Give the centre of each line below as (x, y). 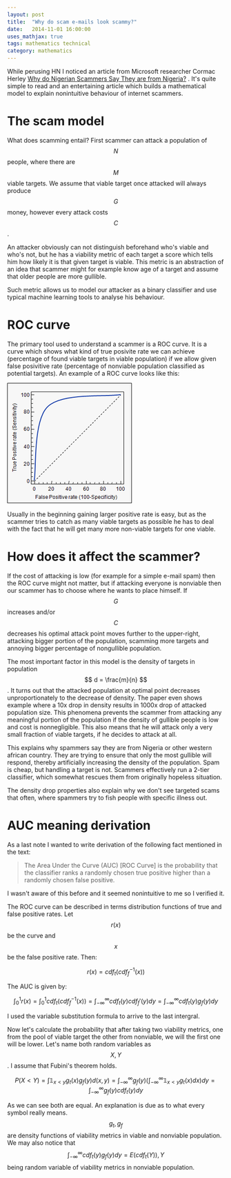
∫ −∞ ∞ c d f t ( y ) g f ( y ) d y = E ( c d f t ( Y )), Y (116, 1155)
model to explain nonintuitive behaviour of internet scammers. (95, 93)
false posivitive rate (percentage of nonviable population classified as (106, 366)
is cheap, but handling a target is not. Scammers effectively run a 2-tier (109, 769)
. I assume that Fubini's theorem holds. (62, 1066)
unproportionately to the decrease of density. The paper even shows (105, 698)
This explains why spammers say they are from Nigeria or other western (110, 747)
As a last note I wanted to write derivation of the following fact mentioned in (115, 844)
